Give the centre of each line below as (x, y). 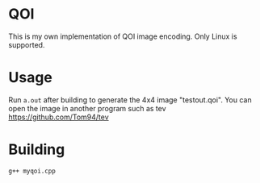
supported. (27, 44)
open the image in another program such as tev (88, 108)
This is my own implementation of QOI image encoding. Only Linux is (123, 36)
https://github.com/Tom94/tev (59, 117)
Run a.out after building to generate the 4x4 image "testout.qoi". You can (130, 100)
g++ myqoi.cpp (32, 171)
